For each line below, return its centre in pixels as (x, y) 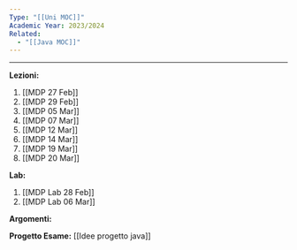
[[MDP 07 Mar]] (50, 121)
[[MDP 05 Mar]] (50, 111)
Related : (25, 34)
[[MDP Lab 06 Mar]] (58, 202)
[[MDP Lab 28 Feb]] (58, 193)
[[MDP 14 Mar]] (50, 140)
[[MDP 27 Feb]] (50, 93)
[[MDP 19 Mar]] (49, 149)
